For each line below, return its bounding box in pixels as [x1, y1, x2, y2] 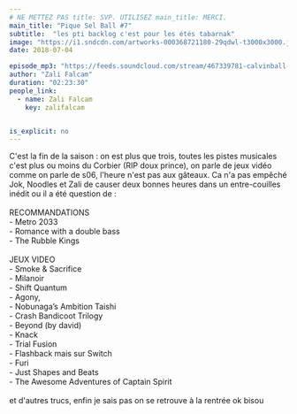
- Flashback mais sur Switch [9, 349, 113, 359]
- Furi [9, 357, 29, 368]
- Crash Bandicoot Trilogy [9, 310, 103, 321]
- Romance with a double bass [9, 226, 121, 237]
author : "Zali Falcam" [9, 70, 93, 80]
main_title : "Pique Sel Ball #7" [9, 21, 133, 30]
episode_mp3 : [9, 62, 57, 71]
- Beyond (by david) [9, 320, 82, 331]
